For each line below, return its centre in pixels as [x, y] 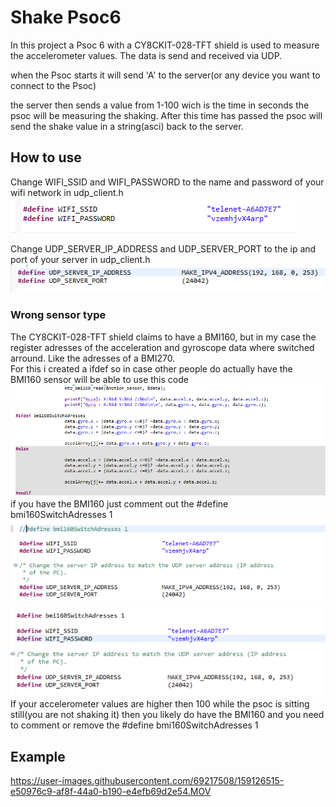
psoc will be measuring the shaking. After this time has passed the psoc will [166, 115]
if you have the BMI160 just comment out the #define [119, 504]
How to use [46, 157]
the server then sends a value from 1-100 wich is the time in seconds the [160, 105]
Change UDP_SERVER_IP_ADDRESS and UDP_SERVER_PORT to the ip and [163, 248]
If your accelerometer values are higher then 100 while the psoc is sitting [160, 704]
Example [38, 756]
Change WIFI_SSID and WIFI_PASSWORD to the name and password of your [167, 182]
